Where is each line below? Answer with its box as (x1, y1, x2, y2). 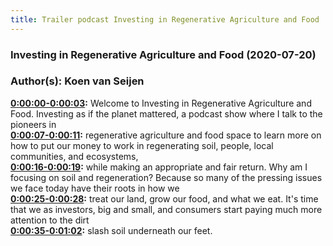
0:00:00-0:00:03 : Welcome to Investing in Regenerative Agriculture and (10, 97, 312, 109)
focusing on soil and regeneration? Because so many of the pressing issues (10, 171, 323, 183)
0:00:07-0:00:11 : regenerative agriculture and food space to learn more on (10, 129, 322, 141)
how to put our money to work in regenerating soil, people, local (10, 139, 274, 151)
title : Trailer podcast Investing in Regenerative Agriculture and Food (10, 14, 320, 25)
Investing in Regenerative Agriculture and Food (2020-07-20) (10, 47, 317, 61)
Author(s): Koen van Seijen (10, 74, 145, 88)
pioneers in (10, 118, 57, 130)
